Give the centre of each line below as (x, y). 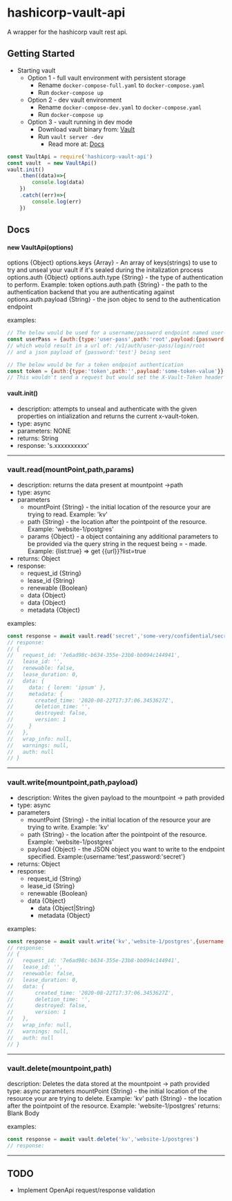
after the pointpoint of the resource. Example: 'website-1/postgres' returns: (114, 1105)
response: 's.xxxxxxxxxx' (53, 445)
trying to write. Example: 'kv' (68, 827)
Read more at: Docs (76, 144)
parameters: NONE (44, 431)
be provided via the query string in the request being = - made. (117, 543)
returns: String (38, 438)
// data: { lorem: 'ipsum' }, (57, 687)
